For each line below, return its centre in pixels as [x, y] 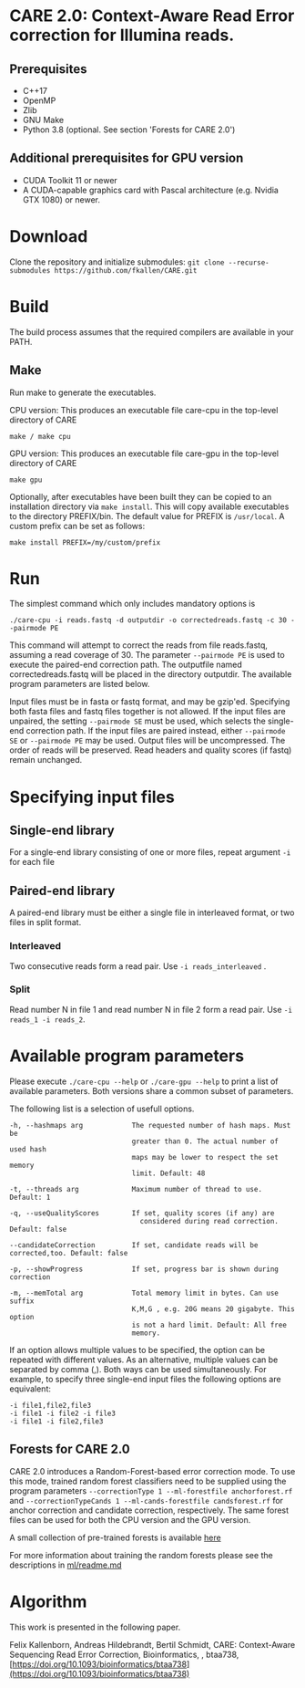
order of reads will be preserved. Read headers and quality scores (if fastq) [151, 750]
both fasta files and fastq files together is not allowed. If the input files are [147, 712]
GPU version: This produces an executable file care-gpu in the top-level [144, 453]
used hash [28, 1149]
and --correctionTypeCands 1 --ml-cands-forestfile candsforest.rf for [147, 1500]
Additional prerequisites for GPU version [127, 158]
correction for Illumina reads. [122, 35]
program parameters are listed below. [80, 684]
